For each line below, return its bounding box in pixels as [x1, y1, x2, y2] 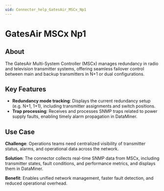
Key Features [5, 85, 47, 93]
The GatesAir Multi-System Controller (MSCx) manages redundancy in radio [5, 61, 159, 66]
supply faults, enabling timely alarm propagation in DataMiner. [12, 113, 138, 120]
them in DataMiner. [5, 166, 44, 171]
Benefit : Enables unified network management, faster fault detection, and [5, 175, 154, 181]
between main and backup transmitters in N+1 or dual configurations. [5, 71, 145, 77]
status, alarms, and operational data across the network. [5, 146, 119, 152]
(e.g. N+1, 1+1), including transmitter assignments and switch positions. [12, 103, 156, 109]
